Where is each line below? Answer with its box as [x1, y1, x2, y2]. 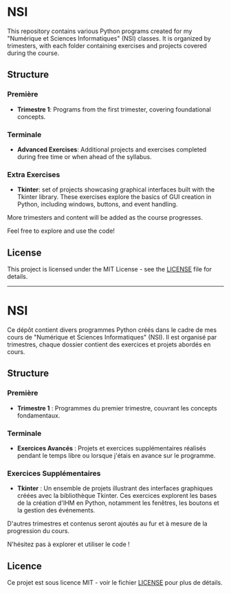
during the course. [7, 49, 60, 57]
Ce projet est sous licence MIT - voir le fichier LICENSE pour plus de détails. [7, 579, 223, 587]
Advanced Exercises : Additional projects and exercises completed [16, 145, 207, 154]
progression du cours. [7, 527, 70, 535]
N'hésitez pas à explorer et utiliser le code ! [7, 540, 131, 548]
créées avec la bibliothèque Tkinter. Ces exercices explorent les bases [16, 492, 217, 500]
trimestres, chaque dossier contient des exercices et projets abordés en [7, 340, 211, 348]
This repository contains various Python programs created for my [7, 27, 192, 35]
